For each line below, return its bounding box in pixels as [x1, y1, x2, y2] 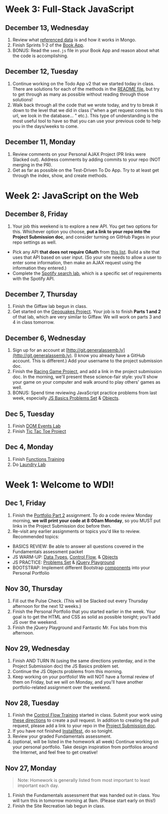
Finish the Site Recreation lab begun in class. [12, 803, 105, 809]
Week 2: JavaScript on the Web [5, 190, 139, 201]
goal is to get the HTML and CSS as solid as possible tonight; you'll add [12, 613, 160, 620]
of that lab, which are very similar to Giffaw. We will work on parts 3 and [12, 314, 161, 320]
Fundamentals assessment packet [12, 548, 83, 555]
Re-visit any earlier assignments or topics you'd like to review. [12, 528, 140, 534]
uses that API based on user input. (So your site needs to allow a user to [12, 254, 162, 260]
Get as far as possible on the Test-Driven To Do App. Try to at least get [12, 167, 159, 173]
